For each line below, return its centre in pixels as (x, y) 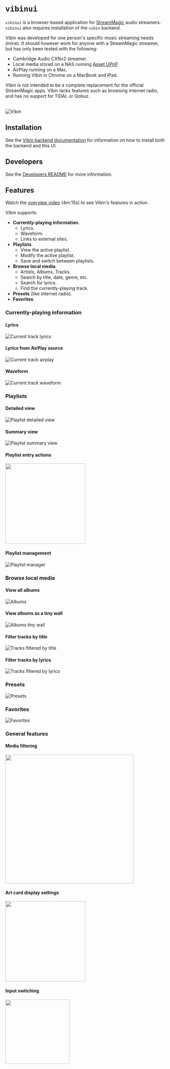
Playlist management (28, 553)
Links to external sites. (44, 239)
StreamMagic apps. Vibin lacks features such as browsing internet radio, (82, 90)
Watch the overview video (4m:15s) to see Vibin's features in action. (77, 203)
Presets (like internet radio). (42, 294)
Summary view (22, 432)
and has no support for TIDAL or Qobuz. (48, 96)
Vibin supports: (21, 213)
